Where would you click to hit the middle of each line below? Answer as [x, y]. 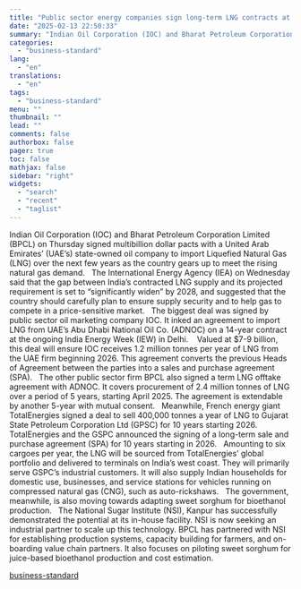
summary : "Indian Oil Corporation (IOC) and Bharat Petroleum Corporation [152, 34]
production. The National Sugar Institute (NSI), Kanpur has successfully [143, 510]
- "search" [38, 192]
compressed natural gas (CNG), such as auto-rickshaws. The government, [149, 491]
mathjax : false [38, 167]
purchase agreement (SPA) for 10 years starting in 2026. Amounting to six [147, 443]
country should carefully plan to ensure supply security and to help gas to [146, 301]
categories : [31, 43]
